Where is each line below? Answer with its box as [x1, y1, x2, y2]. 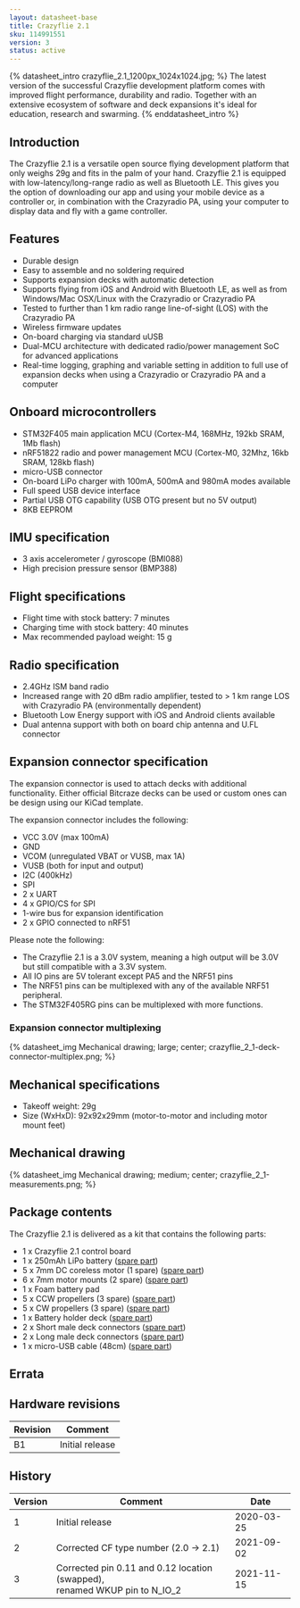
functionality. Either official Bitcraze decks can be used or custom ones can [9, 787, 287, 798]
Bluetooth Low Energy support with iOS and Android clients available [21, 710, 275, 720]
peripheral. [21, 989, 62, 1000]
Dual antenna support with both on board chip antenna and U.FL [21, 720, 259, 729]
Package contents [9, 1204, 112, 1220]
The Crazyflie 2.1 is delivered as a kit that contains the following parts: [9, 1229, 266, 1239]
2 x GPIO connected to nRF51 [21, 917, 131, 928]
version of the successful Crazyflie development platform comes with [9, 80, 266, 91]
